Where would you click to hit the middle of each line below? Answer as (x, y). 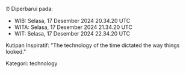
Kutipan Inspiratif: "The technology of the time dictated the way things (93, 45)
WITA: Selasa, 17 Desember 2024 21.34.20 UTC (73, 27)
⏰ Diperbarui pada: (29, 9)
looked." (16, 52)
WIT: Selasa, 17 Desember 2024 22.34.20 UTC (72, 33)
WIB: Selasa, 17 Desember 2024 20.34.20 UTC (72, 21)
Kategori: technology (32, 63)
